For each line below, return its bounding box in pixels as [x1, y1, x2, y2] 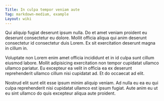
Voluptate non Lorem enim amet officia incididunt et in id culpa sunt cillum [5, 55, 155, 61]
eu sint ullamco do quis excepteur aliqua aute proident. [5, 90, 116, 96]
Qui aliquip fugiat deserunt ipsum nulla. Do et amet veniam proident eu [5, 30, 147, 36]
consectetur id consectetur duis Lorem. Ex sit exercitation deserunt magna [5, 40, 156, 46]
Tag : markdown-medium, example [5, 12, 69, 17]
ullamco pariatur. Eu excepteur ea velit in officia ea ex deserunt [5, 65, 132, 71]
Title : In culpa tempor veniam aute [5, 7, 80, 12]
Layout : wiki [5, 16, 32, 21]
